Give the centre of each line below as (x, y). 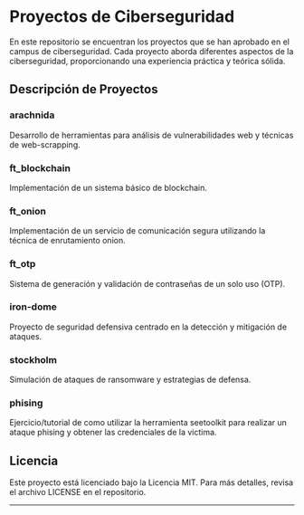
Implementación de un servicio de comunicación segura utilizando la (138, 231)
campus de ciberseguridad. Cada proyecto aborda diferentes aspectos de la (152, 51)
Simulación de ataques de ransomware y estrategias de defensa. (130, 380)
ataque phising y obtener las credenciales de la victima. (113, 433)
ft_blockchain (40, 167)
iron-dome (33, 307)
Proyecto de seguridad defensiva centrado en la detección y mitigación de (148, 327)
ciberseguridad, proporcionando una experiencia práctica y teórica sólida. (147, 61)
